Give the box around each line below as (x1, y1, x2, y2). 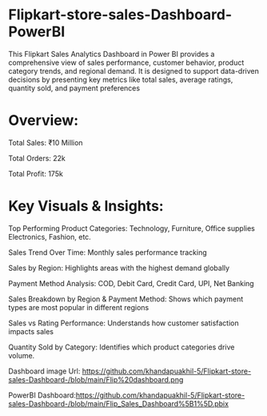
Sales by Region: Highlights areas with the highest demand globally (8, 263, 230, 273)
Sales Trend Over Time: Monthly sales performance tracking (8, 247, 208, 257)
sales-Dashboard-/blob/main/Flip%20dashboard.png (8, 374, 184, 384)
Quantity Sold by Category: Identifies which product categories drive (8, 342, 235, 352)
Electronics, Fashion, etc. (8, 232, 92, 241)
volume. (8, 350, 35, 360)
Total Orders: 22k (8, 153, 66, 163)
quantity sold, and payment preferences (8, 83, 141, 93)
